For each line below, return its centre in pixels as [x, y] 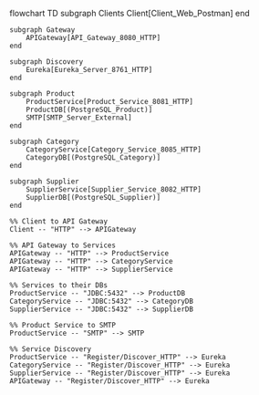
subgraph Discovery [47, 62]
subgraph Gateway [42, 30]
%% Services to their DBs [58, 286]
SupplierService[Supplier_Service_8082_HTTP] [114, 190]
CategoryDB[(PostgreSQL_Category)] [93, 158]
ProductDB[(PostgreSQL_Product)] [89, 109]
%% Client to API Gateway [58, 222]
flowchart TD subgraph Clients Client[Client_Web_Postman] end [129, 13]
